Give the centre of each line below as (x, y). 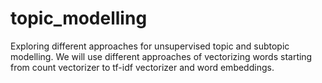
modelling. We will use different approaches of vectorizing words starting (161, 56)
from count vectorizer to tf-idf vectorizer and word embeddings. (142, 67)
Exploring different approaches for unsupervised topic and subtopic (150, 46)
